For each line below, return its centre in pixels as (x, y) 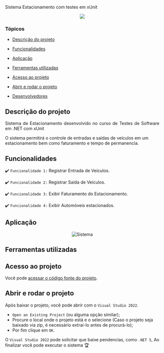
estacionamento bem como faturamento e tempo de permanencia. (72, 143)
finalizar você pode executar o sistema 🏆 (47, 345)
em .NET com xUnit (25, 128)
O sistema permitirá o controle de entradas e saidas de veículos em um (77, 138)
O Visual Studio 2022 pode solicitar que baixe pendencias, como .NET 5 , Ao (82, 339)
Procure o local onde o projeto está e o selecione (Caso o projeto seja (82, 320)
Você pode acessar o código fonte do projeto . (51, 278)
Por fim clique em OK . (33, 330)
